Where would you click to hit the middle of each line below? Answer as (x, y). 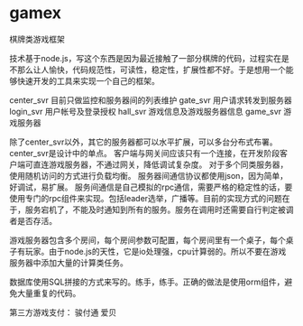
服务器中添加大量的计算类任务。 (69, 262)
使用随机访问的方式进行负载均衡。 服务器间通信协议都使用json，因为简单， (149, 175)
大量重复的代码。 (49, 293)
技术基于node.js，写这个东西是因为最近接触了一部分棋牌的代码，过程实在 (146, 58)
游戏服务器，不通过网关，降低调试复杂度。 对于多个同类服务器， (168, 164)
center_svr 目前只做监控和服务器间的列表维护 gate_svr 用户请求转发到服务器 (151, 100)
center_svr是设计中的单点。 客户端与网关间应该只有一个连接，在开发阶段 (145, 153)
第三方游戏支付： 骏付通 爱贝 (63, 312)
